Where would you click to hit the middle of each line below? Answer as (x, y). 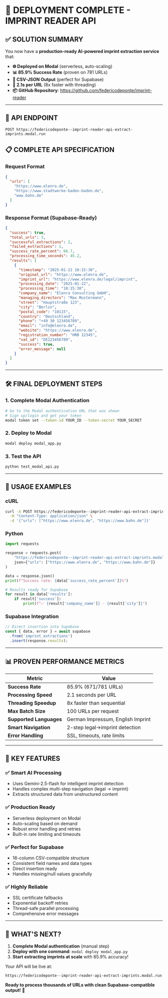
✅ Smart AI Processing (33, 772)
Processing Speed (30, 695)
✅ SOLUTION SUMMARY (44, 39)
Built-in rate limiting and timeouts (46, 834)
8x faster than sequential (96, 703)
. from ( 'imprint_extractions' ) (41, 636)
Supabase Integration (32, 616)
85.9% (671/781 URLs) (95, 686)
